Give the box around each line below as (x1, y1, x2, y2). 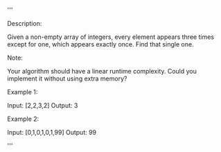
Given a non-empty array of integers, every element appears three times (7, 33, 215, 41)
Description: (7, 19, 42, 27)
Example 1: (7, 88, 38, 96)
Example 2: (7, 115, 39, 123)
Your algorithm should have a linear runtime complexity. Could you (7, 67, 197, 75)
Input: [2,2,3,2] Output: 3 (7, 101, 78, 110)
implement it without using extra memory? (7, 74, 127, 83)
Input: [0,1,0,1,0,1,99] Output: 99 (7, 128, 97, 136)
